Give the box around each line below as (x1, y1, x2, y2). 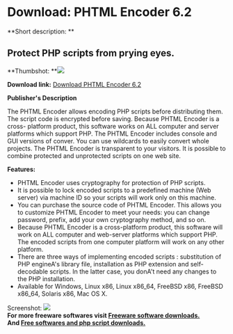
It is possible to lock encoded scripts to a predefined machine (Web (17, 186, 211, 194)
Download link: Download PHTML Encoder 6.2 (7, 80, 141, 88)
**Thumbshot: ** (7, 67, 58, 75)
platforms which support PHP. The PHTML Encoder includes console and (7, 129, 218, 138)
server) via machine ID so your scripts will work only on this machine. (17, 193, 217, 202)
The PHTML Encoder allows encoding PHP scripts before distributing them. (7, 107, 223, 116)
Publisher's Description (7, 93, 77, 102)
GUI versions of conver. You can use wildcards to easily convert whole (7, 136, 210, 145)
